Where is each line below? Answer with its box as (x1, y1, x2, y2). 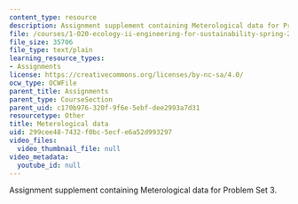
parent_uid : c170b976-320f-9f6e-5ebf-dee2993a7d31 (9, 103, 200, 112)
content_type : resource (9, 12, 98, 22)
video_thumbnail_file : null (17, 144, 122, 153)
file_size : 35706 (9, 37, 74, 47)
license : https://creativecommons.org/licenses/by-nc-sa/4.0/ (9, 71, 244, 79)
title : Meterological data (9, 120, 109, 129)
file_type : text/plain (9, 46, 93, 55)
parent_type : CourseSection (9, 94, 114, 104)
